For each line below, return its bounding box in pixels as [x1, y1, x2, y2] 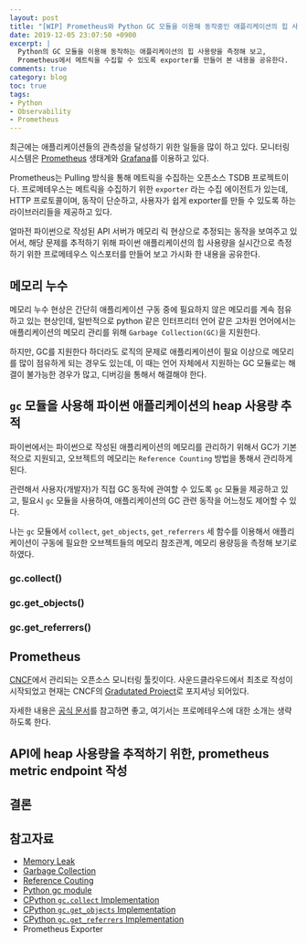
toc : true [9, 81, 48, 90]
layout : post [9, 13, 59, 23]
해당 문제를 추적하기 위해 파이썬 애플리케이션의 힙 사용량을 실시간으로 [28, 237, 276, 248]
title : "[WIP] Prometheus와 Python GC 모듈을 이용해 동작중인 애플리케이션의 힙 [9, 22, 289, 31]
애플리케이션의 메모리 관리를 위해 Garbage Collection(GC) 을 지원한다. [9, 326, 260, 338]
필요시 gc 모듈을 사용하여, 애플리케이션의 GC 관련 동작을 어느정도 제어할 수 [21, 495, 288, 506]
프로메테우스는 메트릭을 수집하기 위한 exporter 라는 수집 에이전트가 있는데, [21, 183, 289, 194]
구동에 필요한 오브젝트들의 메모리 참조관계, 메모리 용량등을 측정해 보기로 [40, 537, 298, 548]
